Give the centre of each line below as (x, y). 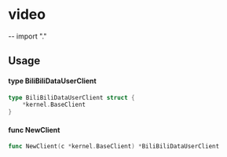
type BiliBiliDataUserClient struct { (71, 97)
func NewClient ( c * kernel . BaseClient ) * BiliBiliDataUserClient (114, 147)
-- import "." (27, 36)
